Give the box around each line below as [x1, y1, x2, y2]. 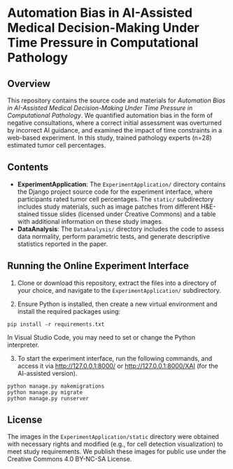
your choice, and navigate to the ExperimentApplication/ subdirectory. [17, 286, 222, 294]
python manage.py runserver [7, 395, 90, 402]
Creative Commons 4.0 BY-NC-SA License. [7, 455, 132, 463]
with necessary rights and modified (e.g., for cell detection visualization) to [7, 440, 223, 449]
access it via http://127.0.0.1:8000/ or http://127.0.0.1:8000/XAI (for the [17, 362, 218, 370]
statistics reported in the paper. [17, 239, 108, 248]
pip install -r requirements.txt [7, 321, 105, 328]
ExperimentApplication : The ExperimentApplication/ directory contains [17, 180, 226, 188]
